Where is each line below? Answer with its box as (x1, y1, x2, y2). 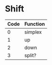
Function (24, 21, 45, 27)
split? (24, 52, 37, 58)
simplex (24, 29, 42, 35)
